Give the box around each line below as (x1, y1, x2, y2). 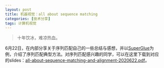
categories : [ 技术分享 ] (5, 16, 50, 21)
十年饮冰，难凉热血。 (17, 35, 60, 41)
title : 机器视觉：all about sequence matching (5, 12, 98, 17)
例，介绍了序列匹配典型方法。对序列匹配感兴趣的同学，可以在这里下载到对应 (5, 51, 159, 57)
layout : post (5, 7, 32, 12)
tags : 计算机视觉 (5, 21, 37, 26)
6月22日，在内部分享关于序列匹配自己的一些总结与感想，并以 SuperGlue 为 (5, 45, 154, 51)
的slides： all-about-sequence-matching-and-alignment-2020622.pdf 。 (5, 57, 150, 64)
